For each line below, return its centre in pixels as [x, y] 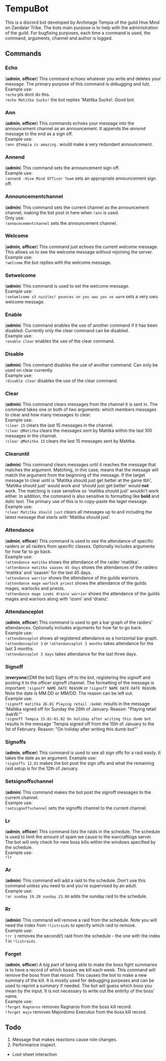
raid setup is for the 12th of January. [42, 768]
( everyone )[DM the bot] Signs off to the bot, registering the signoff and [78, 678]
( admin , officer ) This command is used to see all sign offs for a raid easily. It [83, 753]
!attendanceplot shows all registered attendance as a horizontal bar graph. [82, 638]
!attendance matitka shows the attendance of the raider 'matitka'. [72, 562]
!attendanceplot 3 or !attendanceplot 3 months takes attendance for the [79, 643]
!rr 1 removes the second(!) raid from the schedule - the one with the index [83, 936]
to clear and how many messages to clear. [48, 415]
